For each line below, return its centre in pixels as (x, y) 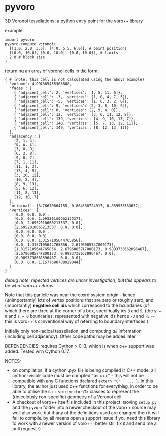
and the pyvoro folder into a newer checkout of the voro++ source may (84, 407)
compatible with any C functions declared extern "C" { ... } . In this (83, 381)
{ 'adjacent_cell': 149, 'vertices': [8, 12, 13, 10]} (72, 127)
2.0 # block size (27, 57)
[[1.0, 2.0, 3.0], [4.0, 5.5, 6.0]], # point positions (68, 48)
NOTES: (13, 361)
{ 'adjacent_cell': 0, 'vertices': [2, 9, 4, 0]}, (67, 110)
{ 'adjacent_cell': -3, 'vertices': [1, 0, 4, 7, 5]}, (72, 97)
